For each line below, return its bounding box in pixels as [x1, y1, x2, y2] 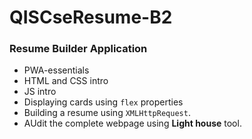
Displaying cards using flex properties [23, 96, 184, 108]
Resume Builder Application [9, 42, 148, 56]
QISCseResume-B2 [9, 6, 173, 29]
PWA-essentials [23, 64, 90, 76]
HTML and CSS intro [23, 75, 109, 87]
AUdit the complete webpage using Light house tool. [23, 117, 242, 130]
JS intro [23, 86, 57, 98]
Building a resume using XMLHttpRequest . [23, 107, 191, 119]
